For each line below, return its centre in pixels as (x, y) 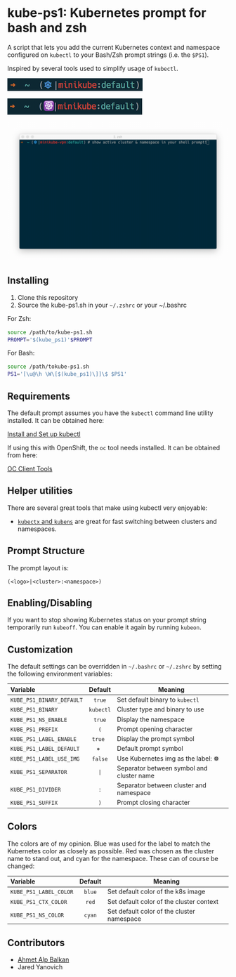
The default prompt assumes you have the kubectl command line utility (110, 413)
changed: (21, 866)
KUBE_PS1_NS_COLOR (37, 916)
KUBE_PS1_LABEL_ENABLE (44, 740)
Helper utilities (40, 491)
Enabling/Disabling (50, 603)
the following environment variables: (60, 674)
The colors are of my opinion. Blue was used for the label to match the (109, 844)
